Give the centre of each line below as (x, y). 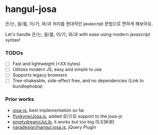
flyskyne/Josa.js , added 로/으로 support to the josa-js (67, 116)
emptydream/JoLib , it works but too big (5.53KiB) (63, 121)
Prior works (20, 99)
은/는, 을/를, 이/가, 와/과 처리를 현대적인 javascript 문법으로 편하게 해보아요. (79, 23)
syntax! (13, 40)
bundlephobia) (28, 86)
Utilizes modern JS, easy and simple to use (57, 69)
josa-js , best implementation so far (48, 110)
